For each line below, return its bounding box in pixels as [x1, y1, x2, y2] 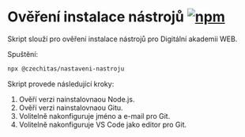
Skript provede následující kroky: [7, 79, 115, 89]
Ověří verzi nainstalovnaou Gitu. [18, 103, 123, 112]
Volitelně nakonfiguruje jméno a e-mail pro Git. [18, 111, 171, 120]
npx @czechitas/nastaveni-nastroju [7, 64, 125, 73]
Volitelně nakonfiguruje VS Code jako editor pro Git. [18, 120, 187, 129]
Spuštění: [7, 49, 39, 59]
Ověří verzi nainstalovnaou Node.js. [18, 94, 135, 104]
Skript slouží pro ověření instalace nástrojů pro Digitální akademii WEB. [7, 34, 238, 44]
